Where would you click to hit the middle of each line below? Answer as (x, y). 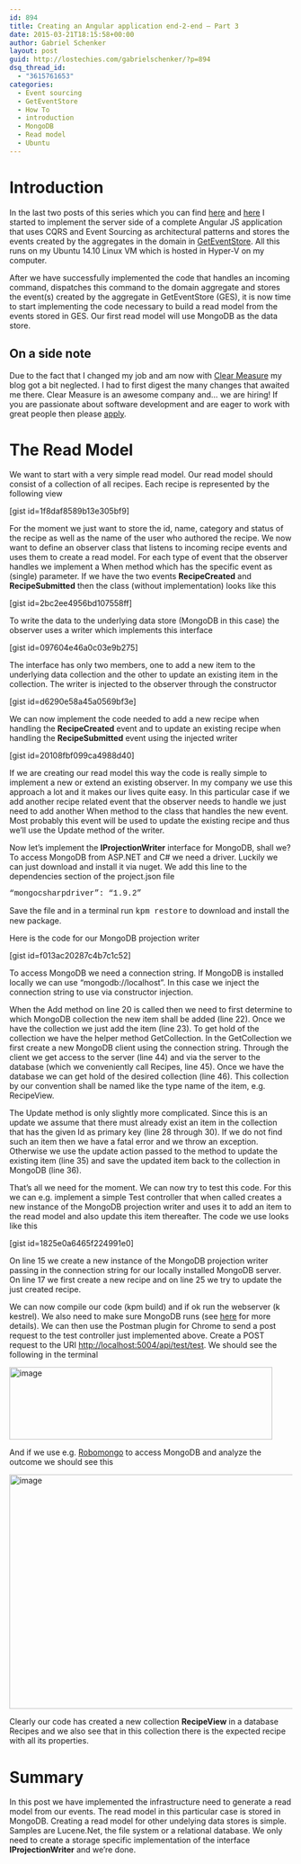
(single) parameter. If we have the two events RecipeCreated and (130, 576)
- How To (34, 110)
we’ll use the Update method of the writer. (87, 830)
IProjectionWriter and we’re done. (73, 1850)
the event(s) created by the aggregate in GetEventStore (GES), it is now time (150, 297)
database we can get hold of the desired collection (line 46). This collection (149, 1076)
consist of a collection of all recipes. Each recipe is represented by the (139, 484)
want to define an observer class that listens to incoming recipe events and (148, 548)
